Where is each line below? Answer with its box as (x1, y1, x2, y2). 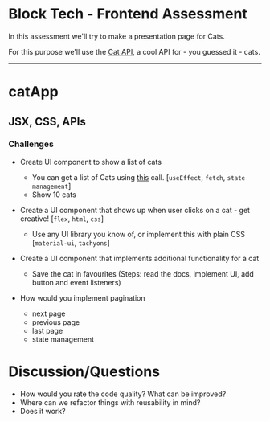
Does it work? (19, 406, 66, 416)
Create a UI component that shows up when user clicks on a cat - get (19, 205, 251, 215)
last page (31, 326, 63, 335)
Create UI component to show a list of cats (19, 157, 162, 166)
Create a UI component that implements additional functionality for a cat (19, 253, 260, 263)
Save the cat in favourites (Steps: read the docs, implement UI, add (31, 268, 255, 278)
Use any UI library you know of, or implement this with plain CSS (31, 229, 246, 239)
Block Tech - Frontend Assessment (8, 5, 247, 23)
